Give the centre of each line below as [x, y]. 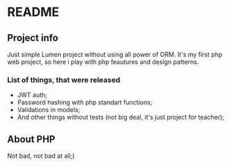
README [33, 12]
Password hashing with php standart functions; [85, 102]
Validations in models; [49, 110]
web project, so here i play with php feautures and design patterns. [103, 62]
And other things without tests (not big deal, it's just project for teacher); [120, 117]
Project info [33, 38]
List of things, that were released [64, 79]
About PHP [31, 139]
